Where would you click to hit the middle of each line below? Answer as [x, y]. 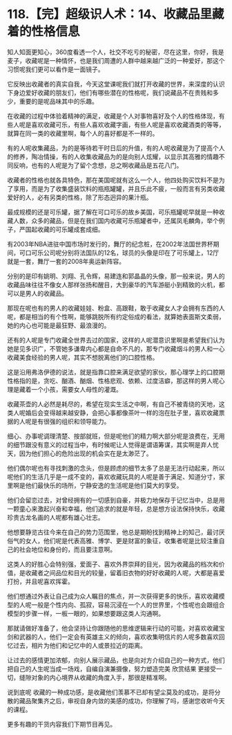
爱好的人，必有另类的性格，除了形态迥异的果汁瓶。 [80, 197]
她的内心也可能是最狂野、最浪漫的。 [59, 325]
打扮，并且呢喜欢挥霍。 [40, 581]
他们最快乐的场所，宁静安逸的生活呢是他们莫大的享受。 [104, 485]
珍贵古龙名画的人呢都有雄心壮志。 [56, 517]
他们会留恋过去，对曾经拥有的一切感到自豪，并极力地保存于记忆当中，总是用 [116, 500]
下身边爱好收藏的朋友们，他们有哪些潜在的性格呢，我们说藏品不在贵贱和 [110, 92]
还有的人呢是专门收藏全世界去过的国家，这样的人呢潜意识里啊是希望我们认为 [116, 340]
